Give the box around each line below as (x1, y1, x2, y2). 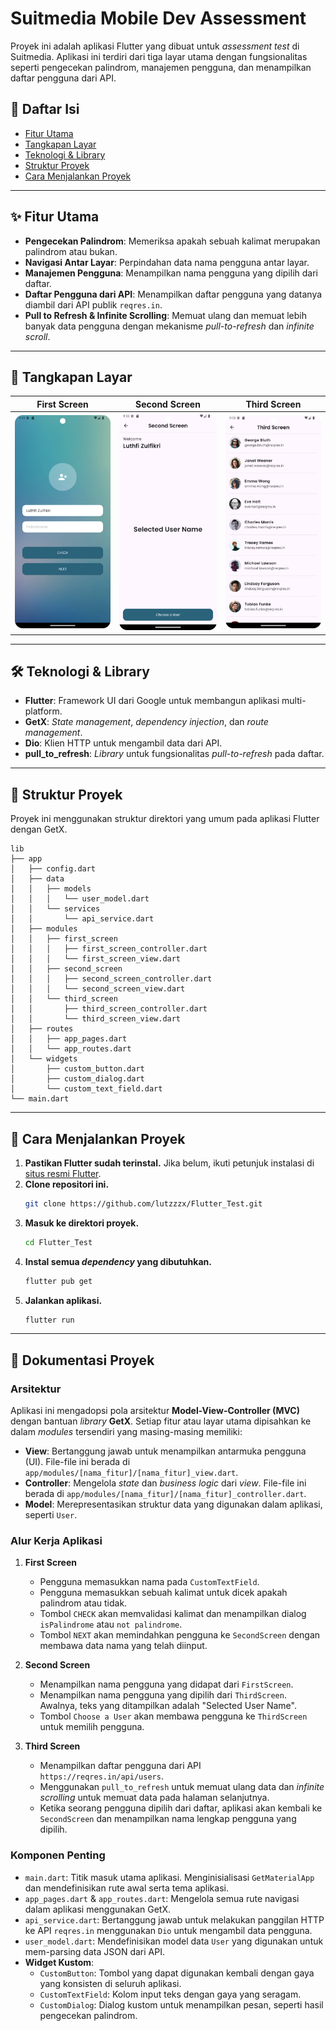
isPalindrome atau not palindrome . (39, 1618, 183, 1631)
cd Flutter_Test (24, 1237, 93, 1247)
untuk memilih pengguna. (39, 1721, 145, 1733)
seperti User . (24, 1509, 78, 1521)
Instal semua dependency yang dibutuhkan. (24, 1255, 212, 1267)
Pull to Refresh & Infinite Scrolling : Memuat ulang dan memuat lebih (24, 309, 307, 321)
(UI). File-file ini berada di (24, 1456, 131, 1468)
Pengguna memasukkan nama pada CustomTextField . (39, 1576, 260, 1588)
